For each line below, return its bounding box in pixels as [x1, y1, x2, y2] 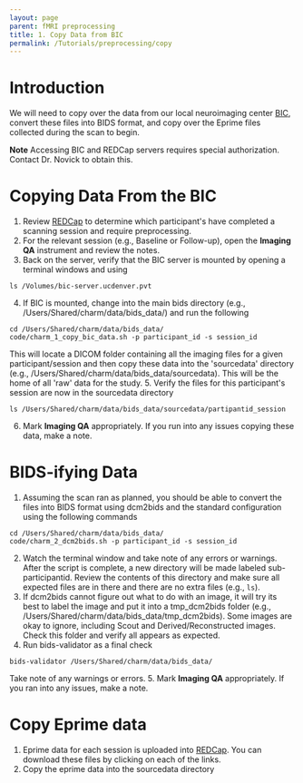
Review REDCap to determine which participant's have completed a [22, 216, 275, 227]
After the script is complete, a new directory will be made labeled [22, 563, 267, 573]
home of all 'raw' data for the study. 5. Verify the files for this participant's [9, 377, 286, 388]
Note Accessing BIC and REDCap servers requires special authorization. [9, 144, 279, 155]
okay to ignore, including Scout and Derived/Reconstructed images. [22, 621, 277, 631]
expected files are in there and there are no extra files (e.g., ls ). [22, 582, 260, 592]
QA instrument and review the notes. [22, 245, 161, 256]
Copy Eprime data [9, 714, 147, 735]
